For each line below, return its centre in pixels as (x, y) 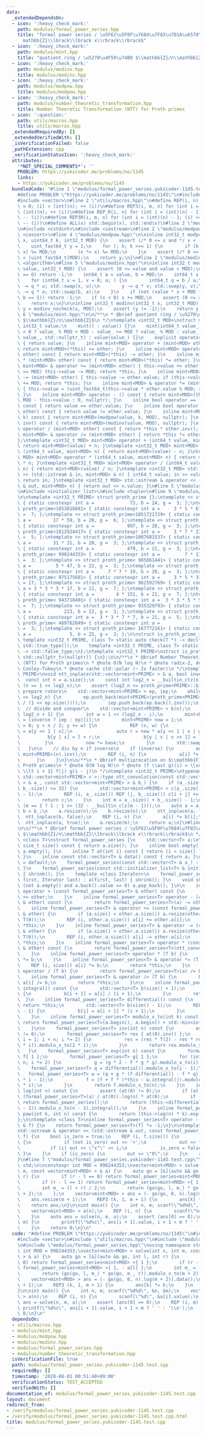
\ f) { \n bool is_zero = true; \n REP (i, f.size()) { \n (98, 1137)
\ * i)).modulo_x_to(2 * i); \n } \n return (92, 1045)
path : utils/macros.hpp (48, 120)
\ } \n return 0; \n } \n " (55, 1228)
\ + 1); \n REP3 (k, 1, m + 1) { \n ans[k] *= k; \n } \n (105, 1285)
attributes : (27, 160)
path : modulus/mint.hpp (48, 52)
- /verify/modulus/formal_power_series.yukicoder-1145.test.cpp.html (97, 1417)
